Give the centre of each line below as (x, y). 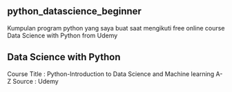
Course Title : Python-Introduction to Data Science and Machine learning (111, 74)
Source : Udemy (36, 81)
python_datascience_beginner (74, 11)
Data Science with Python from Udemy (62, 35)
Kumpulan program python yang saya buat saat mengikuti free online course (116, 28)
